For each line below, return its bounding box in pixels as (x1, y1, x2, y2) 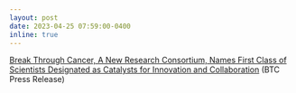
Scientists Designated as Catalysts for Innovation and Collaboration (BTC (9, 64, 281, 75)
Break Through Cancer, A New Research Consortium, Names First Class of (9, 55, 287, 66)
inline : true (9, 30, 59, 39)
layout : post (9, 13, 59, 23)
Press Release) (9, 74, 65, 85)
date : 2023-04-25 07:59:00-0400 (9, 22, 131, 31)
